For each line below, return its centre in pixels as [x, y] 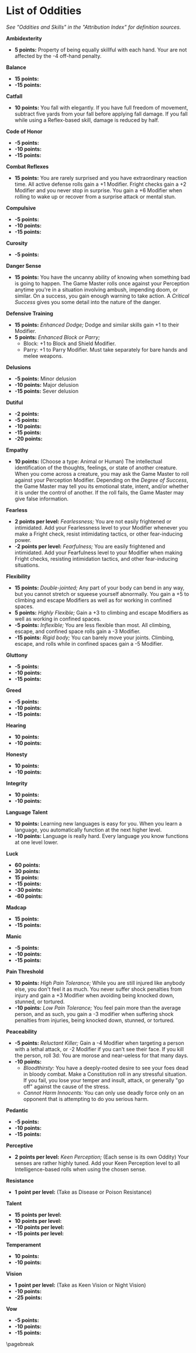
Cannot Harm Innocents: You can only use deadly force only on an [104, 1093]
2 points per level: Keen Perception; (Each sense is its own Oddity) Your [102, 1157]
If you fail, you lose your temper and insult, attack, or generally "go [104, 1080]
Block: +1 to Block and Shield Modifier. [69, 343]
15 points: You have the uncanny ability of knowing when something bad [102, 277]
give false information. [42, 499]
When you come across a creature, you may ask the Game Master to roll [102, 473]
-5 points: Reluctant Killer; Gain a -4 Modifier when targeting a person [99, 1043]
